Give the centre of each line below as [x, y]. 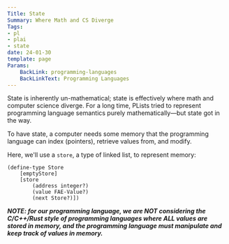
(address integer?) [61, 186]
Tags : [15, 26]
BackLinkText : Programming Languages [75, 78]
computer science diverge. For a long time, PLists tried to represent [104, 106]
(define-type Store [36, 168]
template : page [29, 59]
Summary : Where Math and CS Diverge [60, 20]
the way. [20, 121]
